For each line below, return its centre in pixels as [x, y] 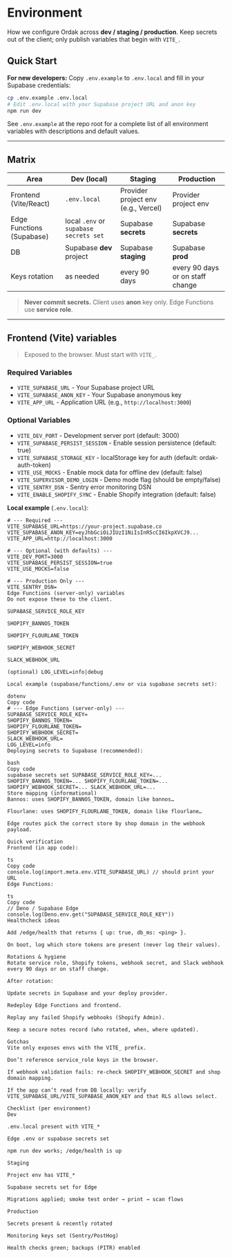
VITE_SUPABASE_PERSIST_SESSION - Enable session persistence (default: [117, 443]
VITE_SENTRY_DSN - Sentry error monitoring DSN [84, 487]
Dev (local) [89, 179]
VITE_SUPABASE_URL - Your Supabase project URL [86, 388]
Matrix [21, 160]
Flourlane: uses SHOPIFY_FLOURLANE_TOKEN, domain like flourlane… [105, 811]
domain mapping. [30, 1078]
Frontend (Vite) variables [62, 338]
